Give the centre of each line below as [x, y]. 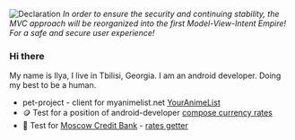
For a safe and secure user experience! [82, 33]
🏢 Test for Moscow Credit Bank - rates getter [105, 126]
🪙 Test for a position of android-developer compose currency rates [147, 113]
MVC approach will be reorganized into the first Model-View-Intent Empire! [148, 23]
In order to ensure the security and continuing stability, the [171, 14]
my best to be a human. [53, 85]
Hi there [27, 56]
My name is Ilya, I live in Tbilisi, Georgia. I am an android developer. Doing [145, 75]
